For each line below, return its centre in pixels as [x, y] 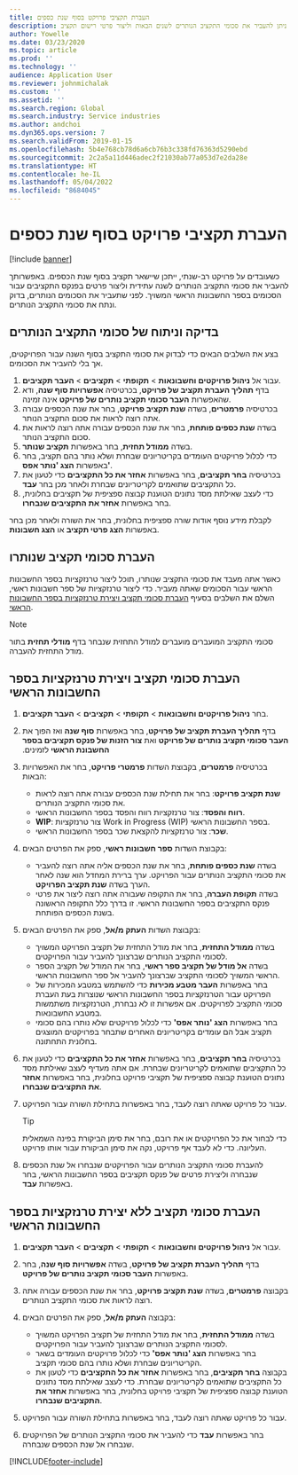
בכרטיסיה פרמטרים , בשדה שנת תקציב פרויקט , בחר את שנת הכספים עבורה [150, 408]
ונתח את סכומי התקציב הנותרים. [63, 304]
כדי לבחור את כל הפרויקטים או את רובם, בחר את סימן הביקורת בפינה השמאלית [154, 1138]
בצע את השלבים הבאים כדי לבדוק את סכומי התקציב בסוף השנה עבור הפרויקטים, [144, 353]
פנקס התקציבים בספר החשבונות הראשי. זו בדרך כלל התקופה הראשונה [153, 903]
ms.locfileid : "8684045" [55, 191]
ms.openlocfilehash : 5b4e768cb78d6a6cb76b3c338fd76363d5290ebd [129, 149]
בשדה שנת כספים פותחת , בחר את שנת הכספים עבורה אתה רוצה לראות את [149, 428]
